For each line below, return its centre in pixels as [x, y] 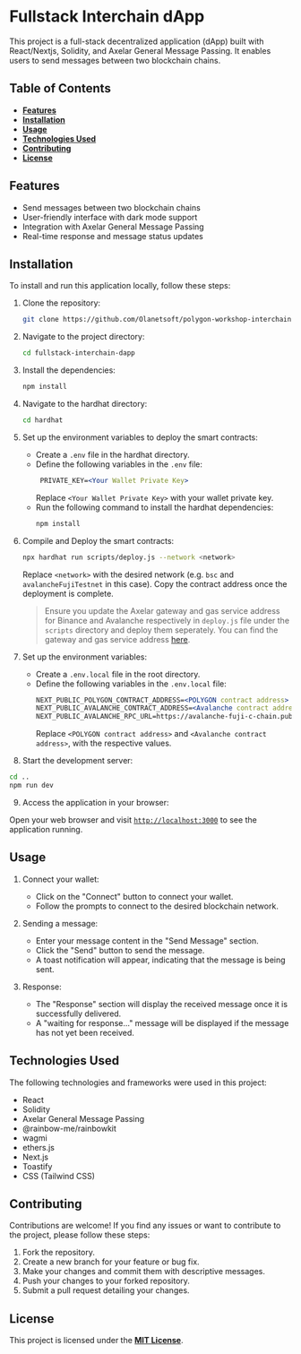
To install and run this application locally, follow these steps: [120, 286]
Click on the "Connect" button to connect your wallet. [134, 896]
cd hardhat [43, 420]
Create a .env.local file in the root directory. [118, 674]
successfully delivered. [78, 1013]
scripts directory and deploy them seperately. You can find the [161, 630]
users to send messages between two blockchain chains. [115, 60]
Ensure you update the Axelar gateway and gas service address [162, 610]
